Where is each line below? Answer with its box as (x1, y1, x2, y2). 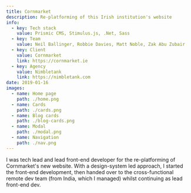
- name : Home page (11, 91, 57, 96)
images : (6, 85, 25, 91)
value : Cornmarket (16, 52, 62, 58)
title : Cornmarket (6, 8, 51, 15)
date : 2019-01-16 (6, 80, 49, 86)
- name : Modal (11, 124, 46, 129)
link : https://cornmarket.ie (16, 58, 88, 64)
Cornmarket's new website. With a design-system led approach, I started (6, 162, 183, 169)
